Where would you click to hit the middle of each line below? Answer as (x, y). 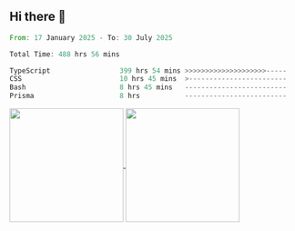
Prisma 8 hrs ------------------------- (148, 96)
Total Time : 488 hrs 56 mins (65, 54)
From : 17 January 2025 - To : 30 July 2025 (91, 37)
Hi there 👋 (38, 17)
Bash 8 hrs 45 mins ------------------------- (148, 87)
